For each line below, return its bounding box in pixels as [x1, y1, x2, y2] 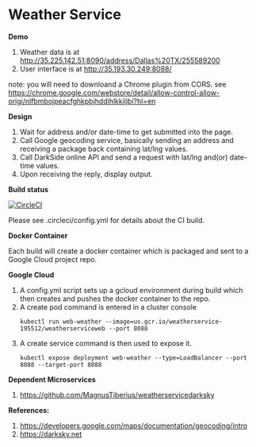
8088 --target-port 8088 [19, 360, 102, 368]
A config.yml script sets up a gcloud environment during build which [19, 285, 243, 295]
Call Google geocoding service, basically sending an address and [19, 135, 234, 145]
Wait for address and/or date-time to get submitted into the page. [19, 127, 234, 137]
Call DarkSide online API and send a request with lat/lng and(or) [19, 152, 228, 162]
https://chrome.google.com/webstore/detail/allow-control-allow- [8, 87, 220, 97]
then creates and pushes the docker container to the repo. [19, 294, 211, 303]
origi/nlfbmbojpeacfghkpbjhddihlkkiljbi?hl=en [8, 96, 156, 106]
